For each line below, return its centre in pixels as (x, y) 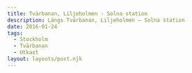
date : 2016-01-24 (32, 26)
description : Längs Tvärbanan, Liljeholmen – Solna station (96, 20)
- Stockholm (31, 40)
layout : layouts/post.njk (45, 59)
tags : (15, 33)
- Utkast (26, 53)
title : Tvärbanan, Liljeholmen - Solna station (78, 14)
